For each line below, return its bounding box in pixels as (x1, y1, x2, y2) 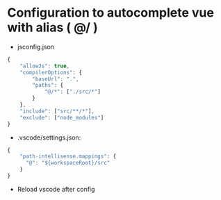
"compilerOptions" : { (19, 69, 82, 76)
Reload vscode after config (17, 185, 95, 193)
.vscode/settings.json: (17, 133, 81, 142)
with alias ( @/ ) (7, 19, 99, 35)
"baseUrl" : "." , (32, 75, 79, 83)
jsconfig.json (17, 42, 54, 51)
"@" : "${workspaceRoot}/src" (25, 160, 110, 167)
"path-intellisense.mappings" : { (19, 153, 117, 160)
